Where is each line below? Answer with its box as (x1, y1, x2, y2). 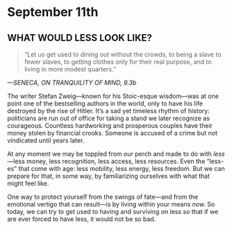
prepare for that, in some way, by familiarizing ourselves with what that (7, 172, 210, 180)
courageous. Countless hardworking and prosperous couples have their (7, 122, 213, 129)
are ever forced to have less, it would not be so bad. (7, 215, 156, 223)
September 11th (7, 4, 99, 20)
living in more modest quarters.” (24, 65, 117, 73)
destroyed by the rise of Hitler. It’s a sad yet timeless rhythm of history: (7, 107, 210, 115)
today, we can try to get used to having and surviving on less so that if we (7, 208, 219, 215)
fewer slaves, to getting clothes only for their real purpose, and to (24, 58, 212, 66)
